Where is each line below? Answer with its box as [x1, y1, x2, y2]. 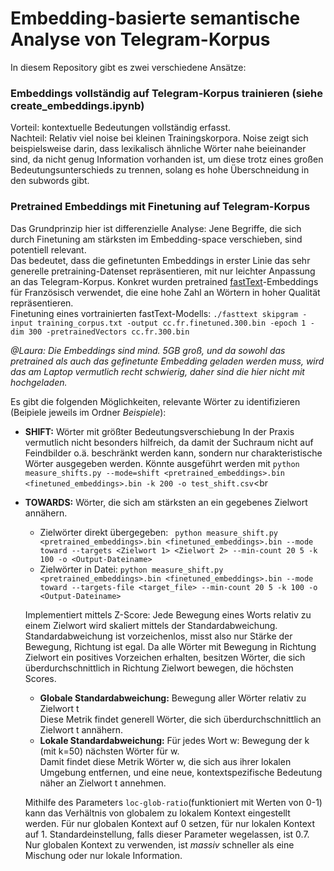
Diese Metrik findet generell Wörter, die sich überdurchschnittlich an [39, 713, 322, 725]
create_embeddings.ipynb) [10, 98, 145, 112]
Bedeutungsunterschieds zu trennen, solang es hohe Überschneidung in [10, 164, 310, 176]
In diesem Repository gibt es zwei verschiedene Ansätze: [10, 61, 247, 73]
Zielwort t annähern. [39, 723, 123, 736]
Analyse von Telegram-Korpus [10, 28, 271, 51]
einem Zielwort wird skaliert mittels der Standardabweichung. [24, 619, 278, 631]
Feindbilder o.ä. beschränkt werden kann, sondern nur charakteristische [24, 447, 323, 459]
